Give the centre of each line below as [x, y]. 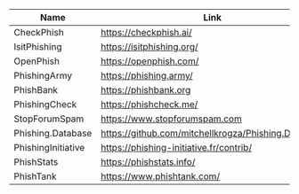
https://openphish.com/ [150, 61]
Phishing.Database [53, 133]
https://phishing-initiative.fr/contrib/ [176, 147]
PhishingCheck [45, 104]
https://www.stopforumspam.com [171, 119]
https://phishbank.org [146, 90]
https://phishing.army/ [147, 76]
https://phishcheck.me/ [149, 104]
